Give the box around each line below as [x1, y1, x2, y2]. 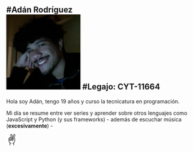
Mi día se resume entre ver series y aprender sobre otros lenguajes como [6, 109, 188, 117]
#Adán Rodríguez [6, 5, 73, 15]
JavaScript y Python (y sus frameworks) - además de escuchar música [6, 115, 182, 123]
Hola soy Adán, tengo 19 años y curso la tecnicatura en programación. [6, 97, 180, 105]
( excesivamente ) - [6, 122, 53, 129]
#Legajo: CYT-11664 [82, 82, 161, 92]
